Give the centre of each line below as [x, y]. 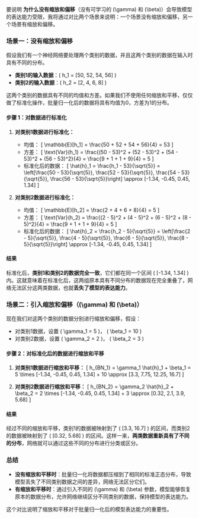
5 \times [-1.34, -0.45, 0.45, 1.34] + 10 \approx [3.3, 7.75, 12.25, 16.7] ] [99, 375]
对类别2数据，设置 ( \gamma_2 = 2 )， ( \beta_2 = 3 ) [79, 339]
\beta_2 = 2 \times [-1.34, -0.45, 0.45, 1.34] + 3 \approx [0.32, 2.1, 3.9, [100, 393]
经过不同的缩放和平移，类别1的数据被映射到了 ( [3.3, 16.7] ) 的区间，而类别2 [98, 428]
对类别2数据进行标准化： [45, 197]
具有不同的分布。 [27, 62]
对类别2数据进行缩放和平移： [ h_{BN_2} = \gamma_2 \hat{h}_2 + [94, 387]
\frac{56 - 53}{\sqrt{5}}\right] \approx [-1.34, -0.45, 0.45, [120, 178]
